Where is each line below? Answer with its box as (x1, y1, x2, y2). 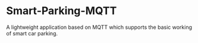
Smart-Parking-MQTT (6, 4, 117, 18)
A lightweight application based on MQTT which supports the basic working (6, 24, 192, 31)
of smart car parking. (6, 29, 58, 37)
